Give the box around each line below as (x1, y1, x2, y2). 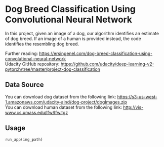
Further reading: (5, 50, 38, 56)
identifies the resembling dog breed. (5, 41, 79, 47)
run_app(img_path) (5, 137, 43, 142)
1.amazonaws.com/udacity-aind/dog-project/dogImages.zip (5, 99, 127, 105)
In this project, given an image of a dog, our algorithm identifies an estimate (5, 30, 159, 36)
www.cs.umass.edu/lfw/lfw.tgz (5, 109, 68, 115)
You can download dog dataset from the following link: (5, 94, 116, 99)
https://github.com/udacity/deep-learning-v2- (60, 61, 155, 67)
